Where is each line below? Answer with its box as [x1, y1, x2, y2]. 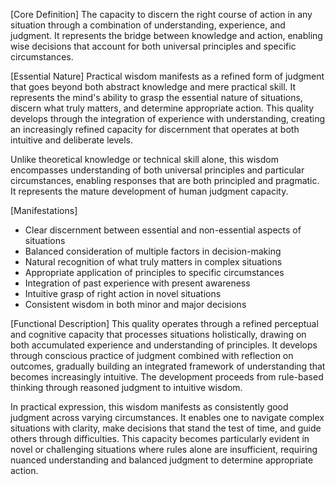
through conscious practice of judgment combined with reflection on [10, 350, 294, 361]
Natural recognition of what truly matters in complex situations [24, 256, 283, 268]
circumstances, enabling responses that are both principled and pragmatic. [10, 175, 320, 186]
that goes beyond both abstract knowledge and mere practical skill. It [10, 81, 297, 93]
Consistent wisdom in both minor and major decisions [24, 299, 247, 310]
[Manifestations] [10, 205, 78, 216]
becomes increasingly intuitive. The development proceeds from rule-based [10, 371, 324, 383]
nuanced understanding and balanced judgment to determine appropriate [10, 454, 314, 466]
